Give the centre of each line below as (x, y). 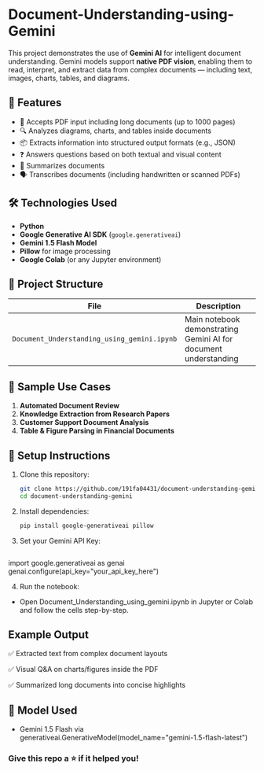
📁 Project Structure (56, 284)
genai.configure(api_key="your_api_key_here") (84, 571)
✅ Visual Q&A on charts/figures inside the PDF (83, 670)
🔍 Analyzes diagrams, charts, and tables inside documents (115, 131)
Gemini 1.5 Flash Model (58, 242)
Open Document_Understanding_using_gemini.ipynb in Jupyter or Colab (136, 601)
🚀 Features (35, 103)
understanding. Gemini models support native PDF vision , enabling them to (130, 61)
